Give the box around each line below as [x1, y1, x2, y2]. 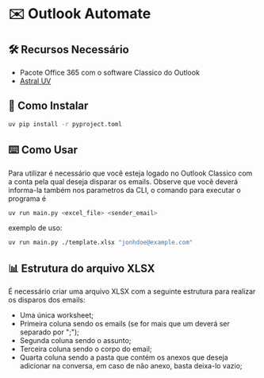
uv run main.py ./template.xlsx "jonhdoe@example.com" [8, 238, 193, 247]
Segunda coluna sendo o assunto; [19, 336, 132, 345]
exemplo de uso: [8, 223, 63, 233]
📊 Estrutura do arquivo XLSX [8, 261, 155, 275]
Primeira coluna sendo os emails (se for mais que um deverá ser [19, 319, 230, 329]
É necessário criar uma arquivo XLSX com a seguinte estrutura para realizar [8, 287, 256, 296]
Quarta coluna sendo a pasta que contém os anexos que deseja [19, 353, 228, 362]
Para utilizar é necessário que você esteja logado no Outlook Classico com [8, 168, 253, 178]
